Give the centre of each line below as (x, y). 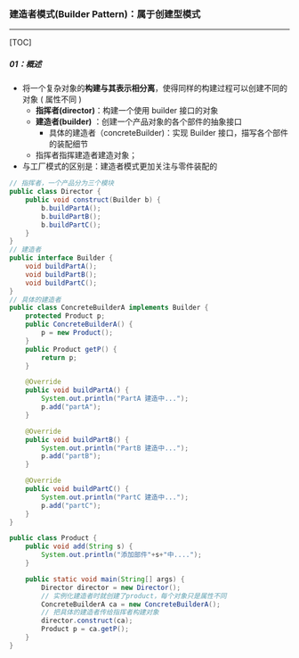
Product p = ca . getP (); (85, 629)
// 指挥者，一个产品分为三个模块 (61, 183)
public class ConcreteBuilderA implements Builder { (109, 308)
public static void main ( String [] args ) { (105, 579)
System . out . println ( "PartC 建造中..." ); (115, 497)
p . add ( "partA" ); (71, 407)
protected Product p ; (65, 316)
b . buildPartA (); (71, 208)
